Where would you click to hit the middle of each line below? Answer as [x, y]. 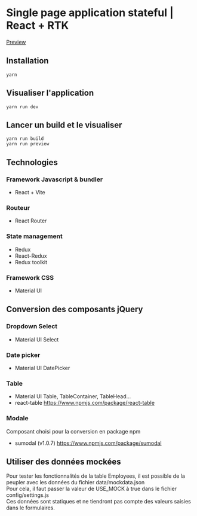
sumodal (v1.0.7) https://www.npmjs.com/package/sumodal [88, 443]
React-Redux [31, 256]
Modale [17, 419]
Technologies [32, 162]
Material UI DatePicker [42, 368]
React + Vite [30, 193]
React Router [31, 221]
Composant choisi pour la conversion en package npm [73, 431]
